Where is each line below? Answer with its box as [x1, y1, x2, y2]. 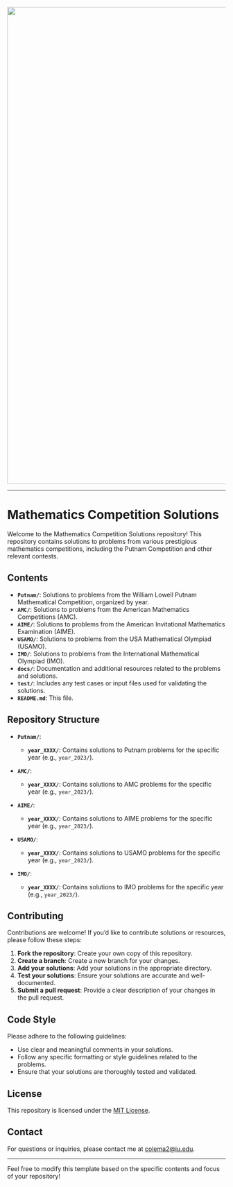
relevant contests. [7, 552, 59, 560]
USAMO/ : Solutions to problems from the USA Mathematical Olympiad [17, 635, 212, 643]
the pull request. [17, 993, 64, 1002]
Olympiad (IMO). [17, 656, 64, 665]
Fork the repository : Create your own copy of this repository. [17, 949, 193, 957]
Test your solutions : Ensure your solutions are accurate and [17, 971, 190, 980]
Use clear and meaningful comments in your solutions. [17, 1045, 173, 1054]
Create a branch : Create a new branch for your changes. [17, 957, 180, 965]
